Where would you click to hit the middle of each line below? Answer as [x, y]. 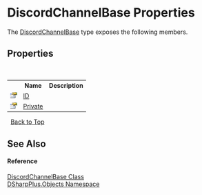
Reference [22, 161]
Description [67, 86]
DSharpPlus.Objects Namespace [53, 184]
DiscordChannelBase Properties [101, 13]
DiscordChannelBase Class [46, 176]
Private [33, 106]
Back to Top [27, 122]
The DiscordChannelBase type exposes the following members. [98, 32]
